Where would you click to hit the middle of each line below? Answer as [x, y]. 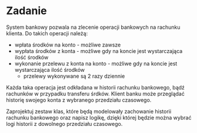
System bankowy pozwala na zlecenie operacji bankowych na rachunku [93, 27]
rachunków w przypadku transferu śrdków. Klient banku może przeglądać [96, 94]
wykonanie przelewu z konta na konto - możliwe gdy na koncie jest [96, 64]
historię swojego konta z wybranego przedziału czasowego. [79, 100]
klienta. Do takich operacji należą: [47, 33]
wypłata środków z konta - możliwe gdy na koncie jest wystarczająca [98, 51]
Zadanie [26, 11]
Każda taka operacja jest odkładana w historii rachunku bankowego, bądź [96, 87]
